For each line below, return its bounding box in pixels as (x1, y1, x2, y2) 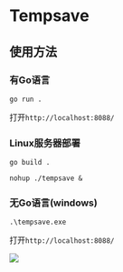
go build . (9, 158, 51, 167)
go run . (9, 95, 43, 104)
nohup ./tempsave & (9, 174, 83, 183)
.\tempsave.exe (9, 217, 67, 227)
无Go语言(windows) (9, 196, 98, 209)
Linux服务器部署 (9, 136, 81, 149)
